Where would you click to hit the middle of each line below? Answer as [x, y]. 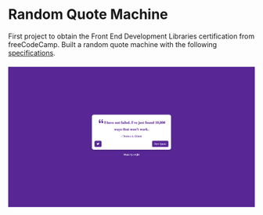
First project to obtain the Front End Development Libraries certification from [131, 36]
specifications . [32, 53]
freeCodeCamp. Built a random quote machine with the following [113, 44]
